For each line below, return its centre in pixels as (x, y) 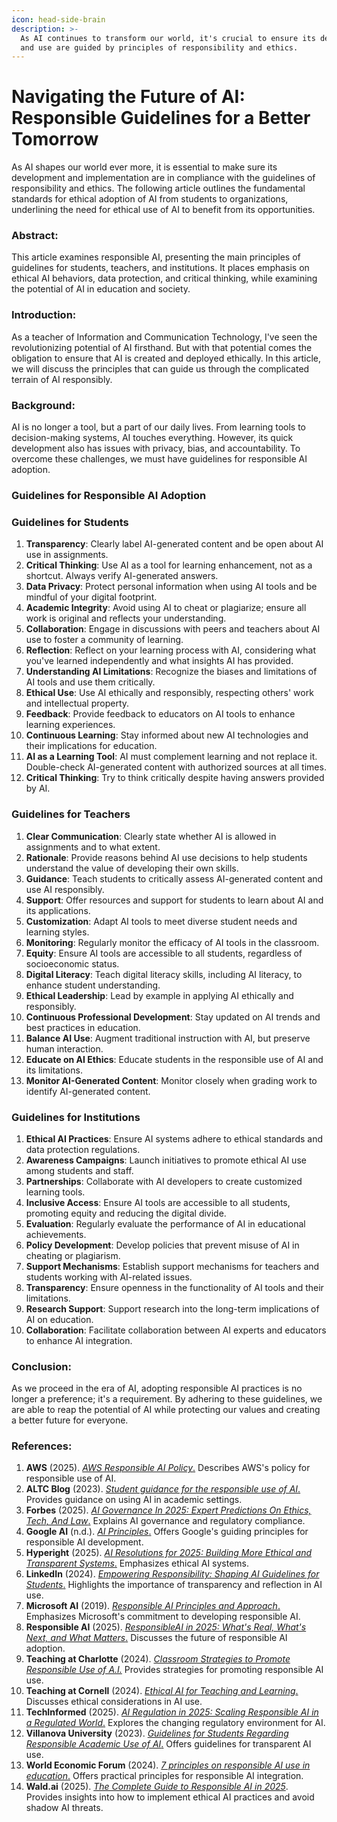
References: (42, 1446)
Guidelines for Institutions (76, 1117)
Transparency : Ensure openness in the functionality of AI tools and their (174, 1287)
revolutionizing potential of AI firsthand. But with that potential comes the (162, 347)
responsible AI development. (84, 1542)
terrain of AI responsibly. (62, 379)
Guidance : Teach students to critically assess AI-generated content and (174, 878)
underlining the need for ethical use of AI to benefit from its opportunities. (163, 210)
